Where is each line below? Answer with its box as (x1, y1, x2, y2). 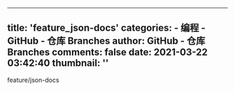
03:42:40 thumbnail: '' (7, 57, 109, 69)
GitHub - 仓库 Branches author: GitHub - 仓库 (7, 35, 206, 47)
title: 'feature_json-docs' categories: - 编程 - (7, 22, 206, 34)
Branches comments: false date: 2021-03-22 (7, 47, 208, 58)
